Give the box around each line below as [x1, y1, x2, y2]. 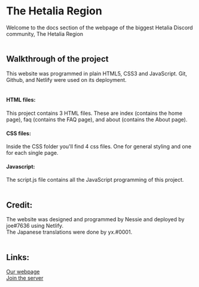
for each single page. [6, 149, 59, 157]
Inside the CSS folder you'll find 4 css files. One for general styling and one [6, 143, 192, 150]
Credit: [6, 200, 33, 210]
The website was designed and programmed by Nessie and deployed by [6, 216, 185, 223]
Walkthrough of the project [6, 54, 109, 64]
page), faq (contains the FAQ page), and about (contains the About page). [6, 115, 188, 123]
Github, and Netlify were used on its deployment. [6, 76, 127, 83]
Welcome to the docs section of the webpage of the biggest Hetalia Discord [6, 24, 193, 31]
